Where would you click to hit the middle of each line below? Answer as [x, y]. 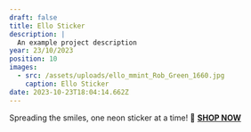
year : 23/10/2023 [41, 51]
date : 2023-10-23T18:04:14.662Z [69, 92]
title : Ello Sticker [48, 26]
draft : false [33, 17]
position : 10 [33, 59]
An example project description [77, 42]
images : [24, 68]
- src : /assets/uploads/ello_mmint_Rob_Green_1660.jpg [121, 76]
